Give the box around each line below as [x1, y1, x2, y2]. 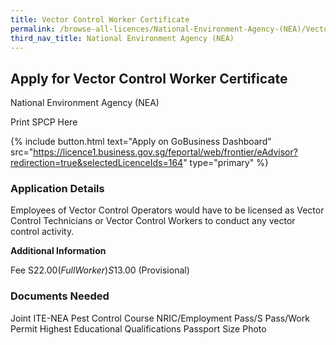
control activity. [10, 226, 75, 238]
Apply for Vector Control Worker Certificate [10, 70, 288, 87]
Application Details [10, 182, 105, 196]
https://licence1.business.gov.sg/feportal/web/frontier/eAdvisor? [33, 146, 298, 158]
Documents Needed [10, 289, 110, 303]
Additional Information [10, 245, 107, 257]
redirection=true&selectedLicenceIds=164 [10, 157, 184, 169]
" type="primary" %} [183, 157, 269, 169]
